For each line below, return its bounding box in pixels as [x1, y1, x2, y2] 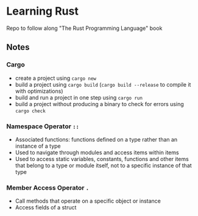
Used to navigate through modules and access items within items [15, 148, 179, 156]
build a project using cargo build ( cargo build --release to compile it [15, 81, 191, 88]
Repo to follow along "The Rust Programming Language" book [6, 24, 163, 32]
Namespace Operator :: [6, 122, 79, 131]
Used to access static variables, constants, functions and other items [15, 155, 189, 162]
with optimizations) [15, 87, 63, 95]
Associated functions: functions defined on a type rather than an [15, 135, 178, 143]
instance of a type [15, 142, 61, 149]
